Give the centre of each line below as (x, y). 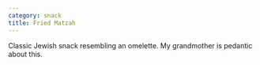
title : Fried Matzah (42, 23)
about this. (26, 54)
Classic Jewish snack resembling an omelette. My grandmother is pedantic (130, 45)
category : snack (35, 15)
